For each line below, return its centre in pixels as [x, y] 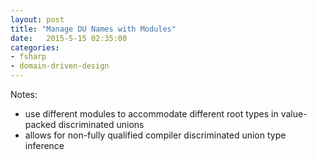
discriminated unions [101, 124]
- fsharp [28, 57]
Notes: [24, 94]
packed [40, 124]
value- [294, 114]
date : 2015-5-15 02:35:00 [69, 38]
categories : [35, 47]
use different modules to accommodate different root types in [151, 114]
